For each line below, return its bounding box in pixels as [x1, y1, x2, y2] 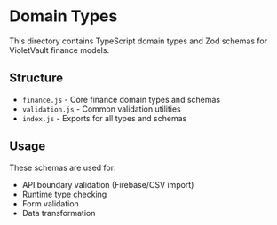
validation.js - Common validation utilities [21, 104, 181, 114]
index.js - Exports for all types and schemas [21, 112, 187, 123]
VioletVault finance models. [9, 44, 109, 55]
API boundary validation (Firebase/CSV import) [21, 179, 194, 190]
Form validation [21, 198, 80, 209]
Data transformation [21, 207, 96, 218]
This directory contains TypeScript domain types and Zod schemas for [9, 35, 268, 46]
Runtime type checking [21, 189, 107, 199]
